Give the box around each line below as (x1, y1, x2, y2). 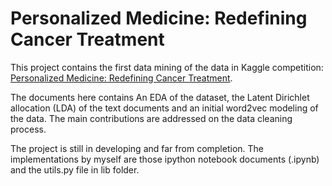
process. (10, 123, 47, 135)
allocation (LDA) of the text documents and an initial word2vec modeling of (10, 102, 319, 114)
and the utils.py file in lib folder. (10, 163, 140, 176)
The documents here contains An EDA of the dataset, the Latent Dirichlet (10, 91, 310, 103)
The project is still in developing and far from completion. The (10, 142, 265, 154)
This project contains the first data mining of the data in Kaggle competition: (10, 61, 324, 73)
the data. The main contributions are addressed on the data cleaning (10, 112, 293, 124)
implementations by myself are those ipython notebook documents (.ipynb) (10, 153, 320, 165)
